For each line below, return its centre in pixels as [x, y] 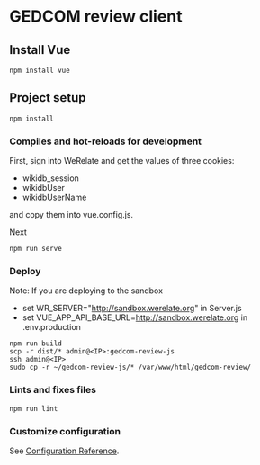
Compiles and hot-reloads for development [106, 141]
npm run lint [34, 408]
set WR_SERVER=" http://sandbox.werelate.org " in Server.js [132, 309]
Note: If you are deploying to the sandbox [86, 291]
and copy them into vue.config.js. [71, 215]
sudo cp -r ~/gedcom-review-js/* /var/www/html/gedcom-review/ [130, 367]
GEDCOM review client [96, 17]
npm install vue [40, 70]
